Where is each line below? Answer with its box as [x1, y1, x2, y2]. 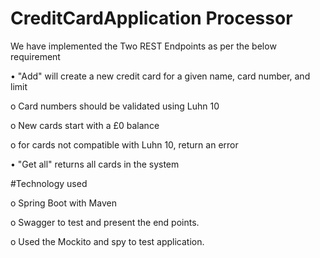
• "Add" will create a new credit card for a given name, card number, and [10, 70, 311, 82]
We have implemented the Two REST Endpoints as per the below [10, 40, 277, 52]
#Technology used [10, 177, 88, 189]
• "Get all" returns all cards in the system [10, 158, 180, 170]
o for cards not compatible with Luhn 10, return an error [10, 138, 239, 151]
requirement [10, 50, 61, 62]
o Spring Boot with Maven [10, 197, 117, 209]
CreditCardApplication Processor [10, 7, 293, 30]
